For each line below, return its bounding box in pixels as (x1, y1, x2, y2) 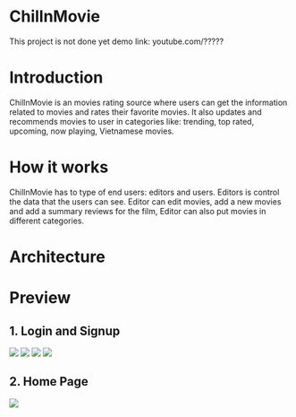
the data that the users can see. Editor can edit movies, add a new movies (9, 195, 282, 207)
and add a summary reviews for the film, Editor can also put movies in (9, 205, 266, 216)
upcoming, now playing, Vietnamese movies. (9, 126, 174, 136)
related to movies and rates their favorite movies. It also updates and (9, 106, 262, 117)
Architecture (9, 247, 106, 266)
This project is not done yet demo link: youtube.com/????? (9, 36, 224, 47)
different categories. (9, 215, 85, 226)
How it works (9, 157, 109, 178)
